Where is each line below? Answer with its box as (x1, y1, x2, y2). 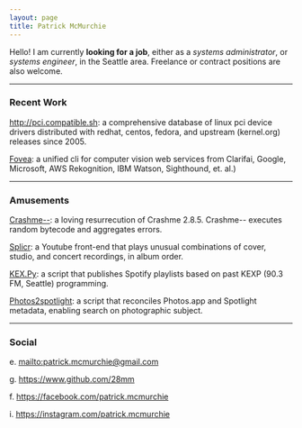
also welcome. (9, 65, 63, 77)
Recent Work (9, 96, 67, 109)
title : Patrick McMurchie (9, 22, 106, 31)
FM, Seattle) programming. (9, 278, 110, 289)
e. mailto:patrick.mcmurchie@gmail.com (9, 357, 159, 368)
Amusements (9, 194, 70, 206)
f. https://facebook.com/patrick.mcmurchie (9, 391, 169, 402)
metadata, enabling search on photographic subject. (9, 305, 204, 316)
